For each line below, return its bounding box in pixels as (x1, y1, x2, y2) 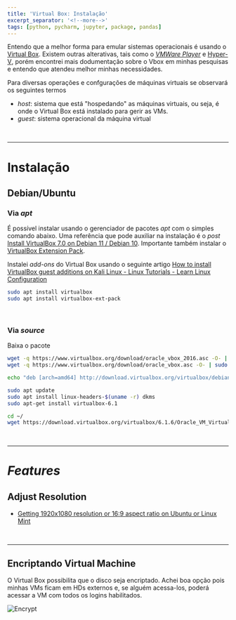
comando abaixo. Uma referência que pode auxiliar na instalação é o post (7, 232, 221, 240)
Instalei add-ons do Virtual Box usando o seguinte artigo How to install (7, 260, 212, 269)
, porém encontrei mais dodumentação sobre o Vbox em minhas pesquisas (11, 58, 228, 66)
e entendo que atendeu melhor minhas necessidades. (7, 65, 163, 74)
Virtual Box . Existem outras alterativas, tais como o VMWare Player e (7, 50, 206, 58)
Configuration (7, 275, 48, 284)
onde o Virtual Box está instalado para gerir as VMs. (17, 107, 169, 116)
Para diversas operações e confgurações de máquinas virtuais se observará (7, 79, 228, 87)
